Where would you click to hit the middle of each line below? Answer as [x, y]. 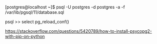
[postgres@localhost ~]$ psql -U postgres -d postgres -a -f [65, 7]
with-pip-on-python [25, 36]
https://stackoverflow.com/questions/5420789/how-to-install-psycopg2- [78, 31]
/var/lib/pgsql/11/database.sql [35, 12]
